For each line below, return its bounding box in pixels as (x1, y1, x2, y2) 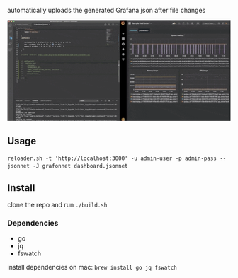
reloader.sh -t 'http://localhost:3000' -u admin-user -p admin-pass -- (7, 155, 227, 162)
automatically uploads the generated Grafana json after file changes (7, 6, 206, 14)
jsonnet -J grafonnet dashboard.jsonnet (7, 163, 129, 170)
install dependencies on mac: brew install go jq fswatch (7, 263, 177, 272)
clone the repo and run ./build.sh (7, 201, 108, 209)
